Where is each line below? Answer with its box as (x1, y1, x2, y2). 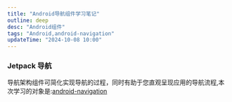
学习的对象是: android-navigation (13, 87, 108, 96)
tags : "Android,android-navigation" (7, 30, 115, 37)
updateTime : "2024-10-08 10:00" (7, 37, 102, 44)
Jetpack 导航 (7, 61, 52, 71)
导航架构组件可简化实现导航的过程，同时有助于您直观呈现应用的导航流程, (7, 78, 219, 87)
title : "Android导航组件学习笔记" (7, 10, 100, 18)
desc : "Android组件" (7, 23, 65, 30)
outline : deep (7, 17, 49, 24)
